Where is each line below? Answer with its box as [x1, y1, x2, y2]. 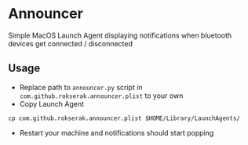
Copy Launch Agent [19, 99, 85, 108]
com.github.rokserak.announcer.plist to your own [19, 91, 184, 100]
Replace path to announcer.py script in [19, 82, 143, 92]
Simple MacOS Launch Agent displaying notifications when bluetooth [8, 31, 232, 40]
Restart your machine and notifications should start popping [19, 128, 214, 137]
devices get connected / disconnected [8, 38, 133, 48]
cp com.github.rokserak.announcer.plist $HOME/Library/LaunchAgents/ [8, 114, 241, 122]
